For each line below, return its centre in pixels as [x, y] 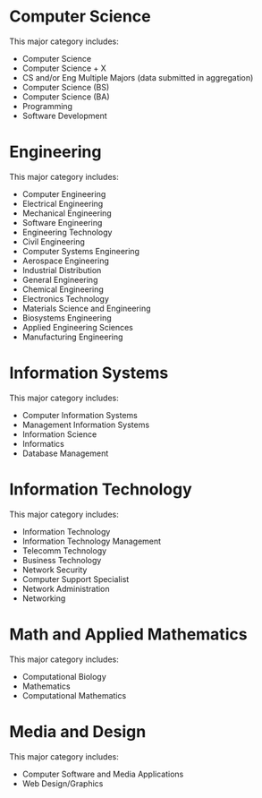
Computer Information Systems [80, 415]
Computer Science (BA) [66, 97]
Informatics [43, 443]
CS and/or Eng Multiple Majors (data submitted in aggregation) [138, 77]
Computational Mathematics [74, 695]
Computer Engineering [64, 193]
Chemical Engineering [63, 289]
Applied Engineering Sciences [78, 327]
